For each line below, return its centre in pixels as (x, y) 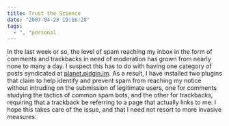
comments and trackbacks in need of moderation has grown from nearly (109, 59)
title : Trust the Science (44, 13)
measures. (22, 117)
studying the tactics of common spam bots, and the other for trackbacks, (110, 95)
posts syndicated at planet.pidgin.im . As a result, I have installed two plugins (114, 74)
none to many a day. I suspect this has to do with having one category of (109, 66)
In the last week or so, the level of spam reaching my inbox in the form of (110, 52)
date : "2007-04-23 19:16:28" (49, 20)
